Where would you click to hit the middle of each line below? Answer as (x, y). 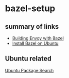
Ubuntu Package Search (29, 70)
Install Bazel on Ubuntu (35, 43)
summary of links (32, 27)
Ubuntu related (28, 59)
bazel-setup (30, 9)
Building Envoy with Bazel (38, 38)
